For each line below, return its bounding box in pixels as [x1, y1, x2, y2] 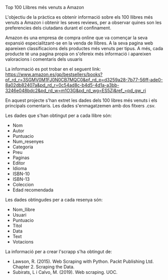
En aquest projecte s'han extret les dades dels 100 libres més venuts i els [5, 97, 157, 103]
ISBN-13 [12, 176, 30, 182]
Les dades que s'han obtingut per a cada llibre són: [5, 112, 112, 118]
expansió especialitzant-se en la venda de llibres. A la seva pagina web [5, 40, 153, 46]
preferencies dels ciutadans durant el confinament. [5, 25, 111, 31]
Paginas [12, 154, 30, 161]
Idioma [12, 166, 27, 171]
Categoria [12, 144, 34, 150]
